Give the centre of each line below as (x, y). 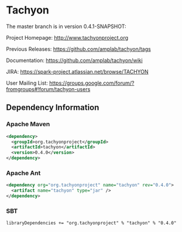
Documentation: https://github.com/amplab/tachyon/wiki (74, 60)
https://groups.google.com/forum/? (92, 83)
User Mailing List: (27, 83)
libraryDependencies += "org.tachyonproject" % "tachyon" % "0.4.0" (91, 223)
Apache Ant (23, 173)
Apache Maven (28, 124)
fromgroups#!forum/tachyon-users (48, 89)
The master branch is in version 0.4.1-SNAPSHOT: (66, 26)
